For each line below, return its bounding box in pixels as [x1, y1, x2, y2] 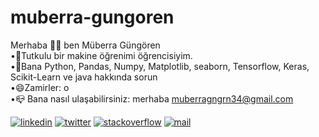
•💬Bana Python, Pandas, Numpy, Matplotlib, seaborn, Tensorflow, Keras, [10, 60, 310, 72]
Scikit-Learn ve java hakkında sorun [10, 71, 158, 83]
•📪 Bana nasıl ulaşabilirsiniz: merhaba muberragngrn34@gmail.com [10, 92, 294, 105]
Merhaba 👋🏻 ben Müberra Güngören [10, 39, 161, 51]
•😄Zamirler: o [10, 81, 70, 93]
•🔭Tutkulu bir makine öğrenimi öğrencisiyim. [10, 49, 193, 61]
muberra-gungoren [10, 6, 175, 29]
